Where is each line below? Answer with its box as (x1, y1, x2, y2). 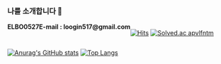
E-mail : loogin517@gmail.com (38, 23, 131, 31)
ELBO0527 (7, 23, 40, 31)
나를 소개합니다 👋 (7, 6, 62, 15)
